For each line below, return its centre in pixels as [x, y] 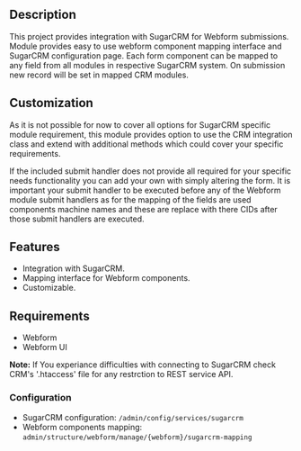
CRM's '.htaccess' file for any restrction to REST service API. [121, 374]
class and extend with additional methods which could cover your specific [146, 144]
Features [35, 247]
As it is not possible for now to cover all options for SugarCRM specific [140, 124]
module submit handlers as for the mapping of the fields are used [130, 199]
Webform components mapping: [82, 427]
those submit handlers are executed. [77, 219]
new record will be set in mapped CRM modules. [99, 75]
